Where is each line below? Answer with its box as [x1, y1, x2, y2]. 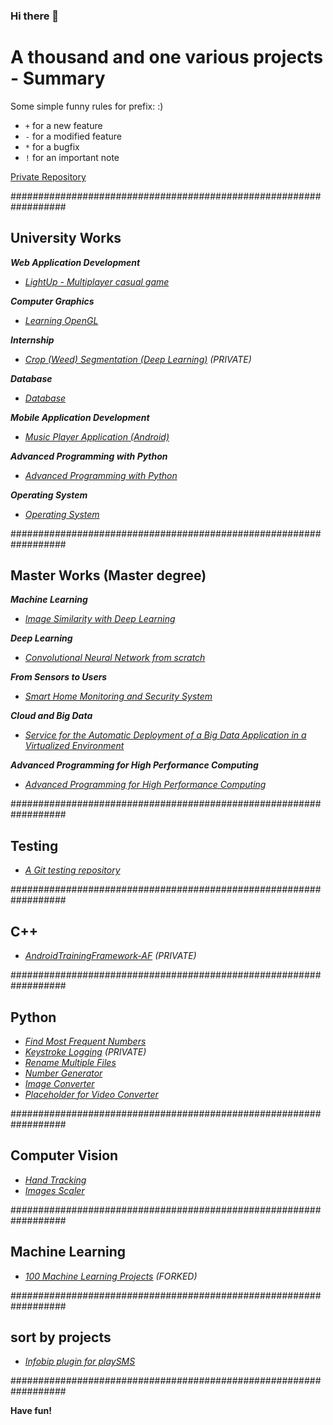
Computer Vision [10, 1147, 119, 1164]
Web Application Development [10, 256, 141, 268]
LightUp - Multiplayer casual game [24, 275, 170, 288]
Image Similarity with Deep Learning [24, 613, 176, 625]
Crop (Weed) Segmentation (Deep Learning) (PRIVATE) [24, 353, 252, 365]
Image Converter [24, 1077, 95, 1089]
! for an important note [24, 151, 120, 163]
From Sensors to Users [10, 671, 108, 683]
